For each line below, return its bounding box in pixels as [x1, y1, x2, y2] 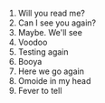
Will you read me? [17, 8, 86, 18]
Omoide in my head [17, 76, 91, 86]
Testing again [17, 46, 70, 57]
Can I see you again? [17, 17, 97, 28]
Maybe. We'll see [17, 27, 83, 37]
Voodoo [17, 36, 48, 47]
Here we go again [17, 66, 84, 77]
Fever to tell [17, 86, 62, 96]
